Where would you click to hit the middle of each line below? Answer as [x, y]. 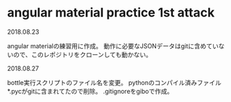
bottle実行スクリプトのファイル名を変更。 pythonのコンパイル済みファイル [114, 82]
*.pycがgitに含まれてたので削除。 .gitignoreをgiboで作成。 [90, 91]
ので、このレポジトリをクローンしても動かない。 [83, 54]
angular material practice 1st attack [111, 13]
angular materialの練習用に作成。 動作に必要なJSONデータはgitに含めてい [113, 45]
